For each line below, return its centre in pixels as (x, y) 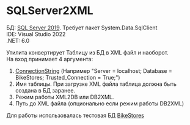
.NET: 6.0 (18, 40)
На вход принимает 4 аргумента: (50, 59)
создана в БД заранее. (45, 90)
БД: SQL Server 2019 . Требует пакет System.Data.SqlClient (82, 28)
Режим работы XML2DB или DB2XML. (64, 97)
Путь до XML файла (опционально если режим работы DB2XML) (100, 103)
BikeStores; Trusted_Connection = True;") (68, 77)
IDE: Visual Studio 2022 (36, 34)
